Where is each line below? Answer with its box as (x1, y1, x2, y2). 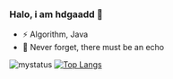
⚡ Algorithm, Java (22, 29, 89, 39)
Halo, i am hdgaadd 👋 (9, 8, 103, 21)
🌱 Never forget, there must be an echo (22, 42, 165, 53)
